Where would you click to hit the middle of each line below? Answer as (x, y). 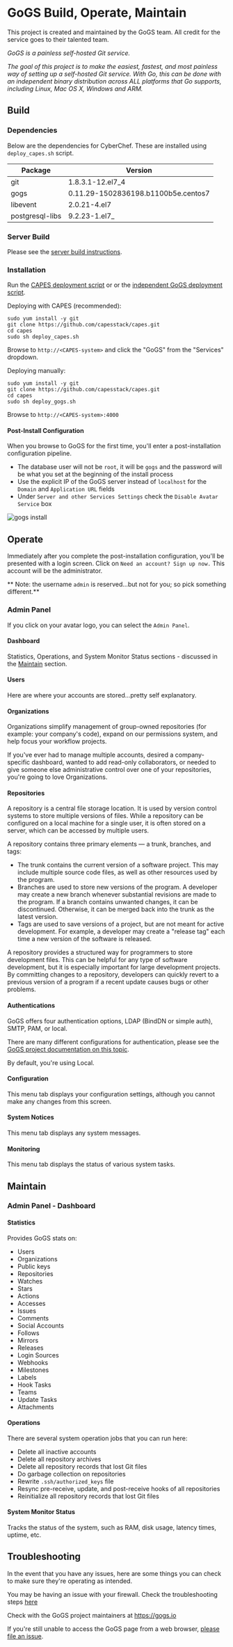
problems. (22, 989)
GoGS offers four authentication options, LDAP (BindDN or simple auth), (110, 1020)
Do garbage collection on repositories (72, 1474)
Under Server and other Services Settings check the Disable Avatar (118, 496)
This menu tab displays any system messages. (74, 1133)
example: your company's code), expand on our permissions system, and (112, 734)
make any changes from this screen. (59, 1101)
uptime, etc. (24, 1535)
